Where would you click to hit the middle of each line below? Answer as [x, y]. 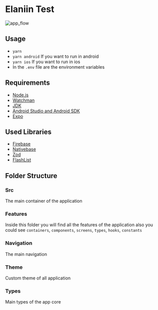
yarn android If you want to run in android [55, 56]
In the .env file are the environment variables [58, 67]
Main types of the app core [33, 302]
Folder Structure [31, 176]
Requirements [27, 83]
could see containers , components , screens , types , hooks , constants [74, 230]
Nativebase [24, 149]
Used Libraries [28, 132]
